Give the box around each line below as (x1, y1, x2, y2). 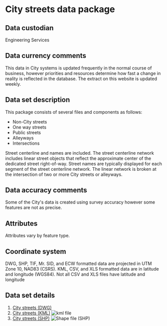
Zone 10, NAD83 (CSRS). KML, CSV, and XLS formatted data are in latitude (5, 266, 159, 272)
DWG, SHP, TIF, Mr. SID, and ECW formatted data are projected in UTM (5, 260, 152, 267)
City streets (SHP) (12, 315, 50, 321)
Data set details (5, 291, 55, 300)
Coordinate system (5, 247, 66, 255)
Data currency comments (5, 51, 87, 60)
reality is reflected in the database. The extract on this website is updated (5, 76, 157, 82)
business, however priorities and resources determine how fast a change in (5, 70, 161, 76)
